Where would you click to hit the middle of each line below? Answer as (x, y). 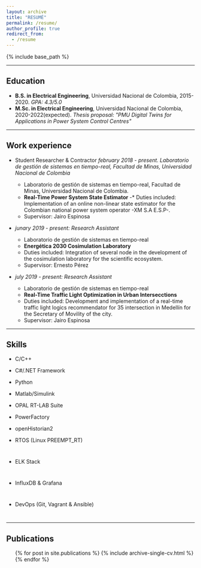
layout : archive (26, 12)
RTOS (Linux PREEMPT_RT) (49, 440)
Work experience (39, 145)
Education (26, 81)
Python (24, 382)
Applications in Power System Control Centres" (73, 121)
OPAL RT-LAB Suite (39, 405)
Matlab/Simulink (35, 394)
